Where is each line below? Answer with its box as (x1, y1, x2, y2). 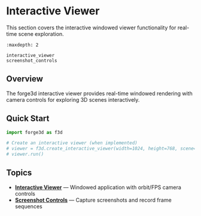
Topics (6, 168, 32, 178)
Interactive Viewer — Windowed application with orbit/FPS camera (14, 184, 181, 191)
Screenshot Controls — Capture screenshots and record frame (14, 196, 172, 203)
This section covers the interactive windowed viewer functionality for (6, 24, 176, 31)
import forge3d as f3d (6, 129, 63, 135)
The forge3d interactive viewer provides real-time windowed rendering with (6, 90, 193, 97)
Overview (6, 74, 44, 84)
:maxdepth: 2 (6, 42, 39, 48)
